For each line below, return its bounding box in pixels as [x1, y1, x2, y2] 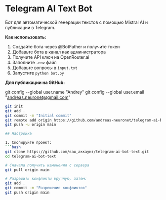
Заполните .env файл [12, 59, 57, 65]
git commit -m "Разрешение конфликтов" [5, 186, 87, 191]
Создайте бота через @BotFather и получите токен [12, 43, 120, 49]
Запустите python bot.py [12, 70, 64, 76]
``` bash [5, 145, 21, 150]
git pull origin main [5, 167, 50, 172]
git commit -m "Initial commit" [5, 113, 72, 118]
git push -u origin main [5, 122, 56, 127]
